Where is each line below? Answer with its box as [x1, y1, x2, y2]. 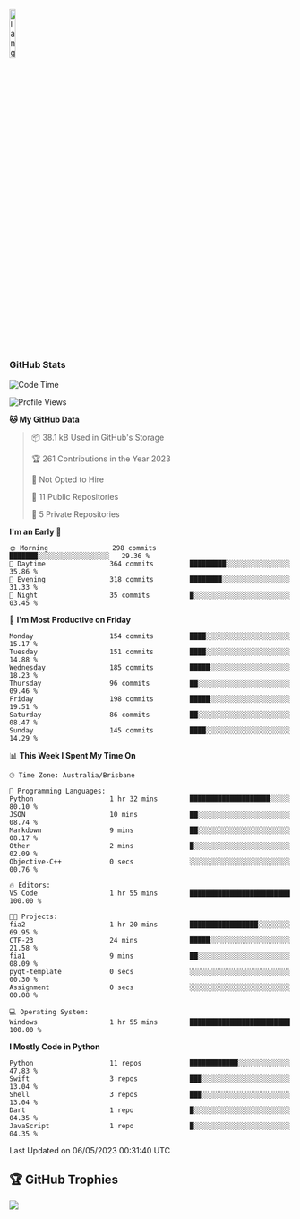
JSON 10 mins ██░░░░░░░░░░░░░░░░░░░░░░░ [9, 810, 291, 819]
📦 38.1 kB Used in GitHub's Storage [30, 432, 165, 443]
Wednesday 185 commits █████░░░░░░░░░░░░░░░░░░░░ [9, 662, 291, 672]
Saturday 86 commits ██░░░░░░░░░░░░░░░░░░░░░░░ [9, 710, 291, 719]
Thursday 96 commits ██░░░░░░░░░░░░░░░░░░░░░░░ [9, 679, 291, 688]
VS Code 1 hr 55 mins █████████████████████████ [9, 889, 291, 898]
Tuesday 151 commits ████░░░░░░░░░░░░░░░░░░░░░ [9, 647, 291, 656]
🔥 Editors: [9, 881, 51, 890]
